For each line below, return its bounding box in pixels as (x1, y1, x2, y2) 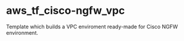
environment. (6, 29, 38, 36)
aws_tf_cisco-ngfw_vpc (6, 4, 125, 17)
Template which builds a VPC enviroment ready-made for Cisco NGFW (6, 23, 178, 30)
